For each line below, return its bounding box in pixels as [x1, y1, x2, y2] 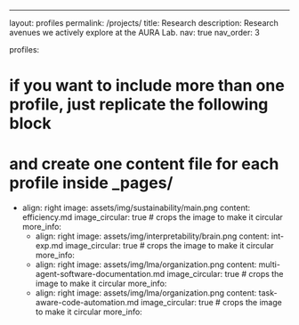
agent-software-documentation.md [35, 269, 166, 280]
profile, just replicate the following [9, 94, 269, 115]
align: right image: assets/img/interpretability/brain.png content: [35, 231, 270, 241]
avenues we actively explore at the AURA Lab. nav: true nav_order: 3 [9, 28, 260, 37]
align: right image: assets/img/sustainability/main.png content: [21, 202, 251, 214]
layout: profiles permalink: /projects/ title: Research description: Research [9, 18, 279, 28]
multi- [258, 259, 280, 270]
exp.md [35, 240, 64, 251]
